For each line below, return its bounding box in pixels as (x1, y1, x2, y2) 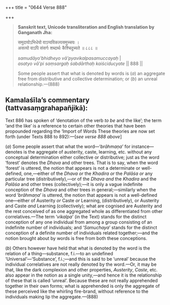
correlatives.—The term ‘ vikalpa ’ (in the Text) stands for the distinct (5, 213, 147, 220)
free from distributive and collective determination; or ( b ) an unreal (17, 76, 157, 82)
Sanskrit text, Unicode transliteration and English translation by (17, 24, 155, 30)
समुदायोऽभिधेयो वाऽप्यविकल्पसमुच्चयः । (17, 39, 80, 45)
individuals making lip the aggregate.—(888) (5, 293, 98, 299)
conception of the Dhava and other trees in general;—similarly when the (5, 187, 156, 193)
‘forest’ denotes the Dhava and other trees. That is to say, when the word (5, 160, 158, 166)
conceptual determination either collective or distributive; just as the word (5, 154, 160, 160)
